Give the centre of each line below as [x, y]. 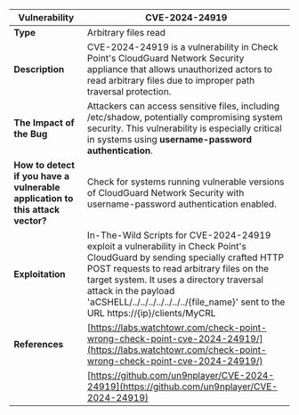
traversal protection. [129, 91]
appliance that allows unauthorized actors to [180, 69]
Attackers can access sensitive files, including [184, 106]
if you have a [41, 176]
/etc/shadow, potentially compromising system [185, 117]
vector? [30, 220]
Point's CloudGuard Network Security [166, 58]
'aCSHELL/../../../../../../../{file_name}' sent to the [186, 302]
